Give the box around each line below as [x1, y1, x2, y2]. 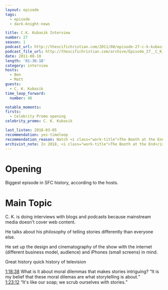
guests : [5, 82, 21, 87]
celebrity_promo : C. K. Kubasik [5, 119, 72, 124]
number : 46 [9, 96, 32, 101]
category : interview [5, 63, 48, 68]
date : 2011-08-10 [5, 54, 41, 59]
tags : [5, 12, 16, 17]
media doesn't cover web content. [5, 219, 76, 225]
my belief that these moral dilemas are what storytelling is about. [5, 274, 138, 280]
